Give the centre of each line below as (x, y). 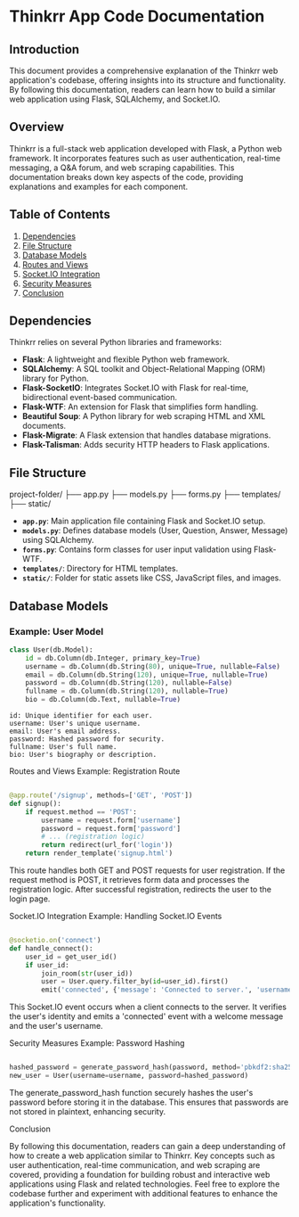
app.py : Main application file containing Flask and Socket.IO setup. (144, 521)
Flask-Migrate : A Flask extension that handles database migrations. (146, 435)
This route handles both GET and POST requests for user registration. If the (147, 870)
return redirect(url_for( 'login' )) (107, 845)
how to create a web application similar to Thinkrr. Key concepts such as (142, 1155)
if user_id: (47, 965)
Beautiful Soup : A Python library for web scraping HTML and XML (144, 416)
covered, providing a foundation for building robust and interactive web (140, 1174)
